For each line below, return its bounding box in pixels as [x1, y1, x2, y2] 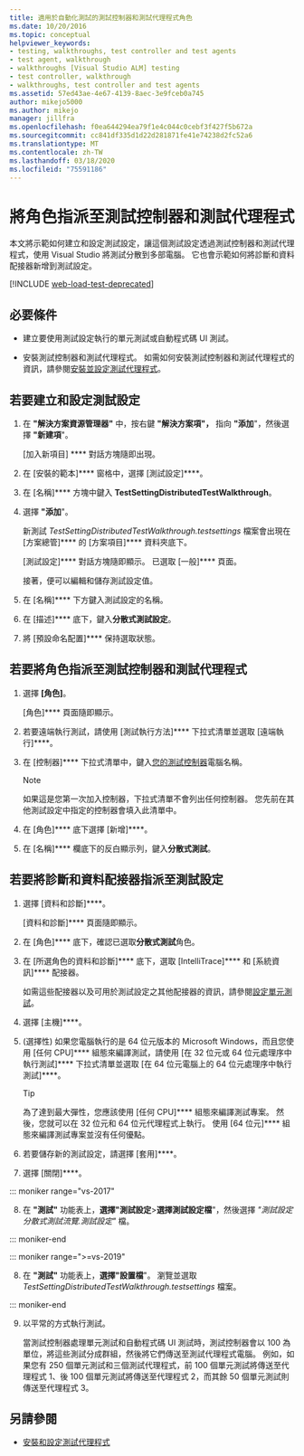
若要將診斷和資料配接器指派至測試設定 [9, 872, 223, 887]
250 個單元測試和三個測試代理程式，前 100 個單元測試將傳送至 [48, 1359, 282, 1370]
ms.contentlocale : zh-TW [9, 147, 103, 156]
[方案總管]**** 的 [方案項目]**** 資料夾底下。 [22, 536, 193, 547]
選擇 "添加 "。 [22, 506, 73, 516]
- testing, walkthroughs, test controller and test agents [9, 47, 237, 56]
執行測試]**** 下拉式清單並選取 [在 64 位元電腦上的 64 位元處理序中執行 [22, 1058, 292, 1069]
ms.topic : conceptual [9, 30, 91, 39]
